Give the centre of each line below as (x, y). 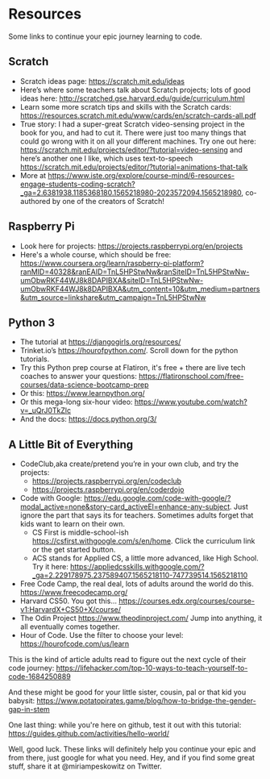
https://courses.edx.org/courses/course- (187, 601)
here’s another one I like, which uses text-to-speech (106, 158)
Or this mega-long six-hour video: (76, 402)
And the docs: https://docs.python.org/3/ (88, 419)
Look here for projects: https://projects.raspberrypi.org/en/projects (131, 246)
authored (35, 201)
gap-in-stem (29, 710)
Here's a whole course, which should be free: (96, 254)
